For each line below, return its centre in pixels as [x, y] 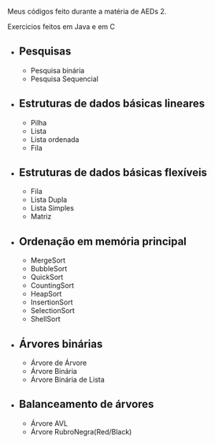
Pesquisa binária [57, 70]
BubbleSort [49, 269]
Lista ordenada [55, 139]
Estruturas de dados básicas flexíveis [113, 173]
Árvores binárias [61, 343]
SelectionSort [53, 311]
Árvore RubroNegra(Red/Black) [81, 431]
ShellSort [45, 319]
